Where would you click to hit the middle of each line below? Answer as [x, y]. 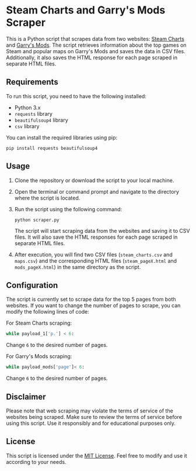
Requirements [32, 82]
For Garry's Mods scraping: [39, 356]
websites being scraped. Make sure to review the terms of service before [94, 417]
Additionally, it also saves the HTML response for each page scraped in [92, 57]
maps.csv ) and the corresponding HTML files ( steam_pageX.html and [95, 260]
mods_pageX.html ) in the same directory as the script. [78, 267]
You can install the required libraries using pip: [62, 137]
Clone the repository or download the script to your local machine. [94, 180]
